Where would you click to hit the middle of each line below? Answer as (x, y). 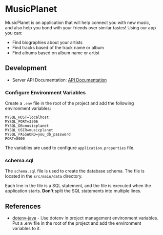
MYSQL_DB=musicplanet (27, 126)
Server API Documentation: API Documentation (60, 80)
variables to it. (26, 229)
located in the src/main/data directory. (44, 176)
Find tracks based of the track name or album (58, 47)
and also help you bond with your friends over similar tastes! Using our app (81, 27)
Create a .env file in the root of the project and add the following (70, 103)
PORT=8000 (15, 139)
